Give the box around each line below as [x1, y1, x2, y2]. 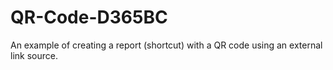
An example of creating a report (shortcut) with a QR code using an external [10, 39, 323, 51]
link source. [10, 49, 58, 61]
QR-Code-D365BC [10, 6, 168, 29]
